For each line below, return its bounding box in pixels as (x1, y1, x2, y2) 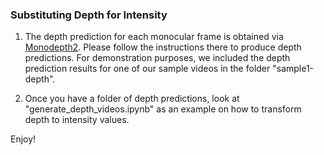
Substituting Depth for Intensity (10, 8, 168, 22)
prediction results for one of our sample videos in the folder (24, 63, 271, 75)
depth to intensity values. (24, 114, 130, 126)
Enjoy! (10, 133, 37, 145)
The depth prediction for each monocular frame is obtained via (24, 31, 284, 43)
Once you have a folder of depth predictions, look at (24, 93, 240, 105)
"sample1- (272, 63, 315, 75)
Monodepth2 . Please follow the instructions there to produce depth (24, 41, 302, 53)
